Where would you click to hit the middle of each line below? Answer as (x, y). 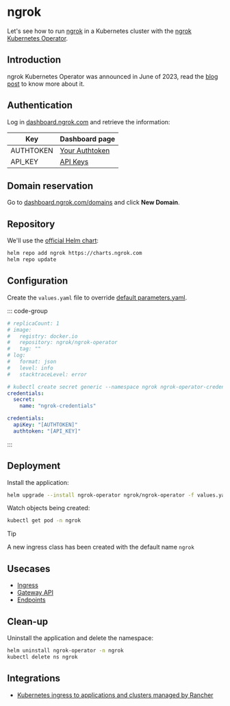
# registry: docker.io (42, 336)
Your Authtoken (85, 150)
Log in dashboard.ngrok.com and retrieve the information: (89, 122)
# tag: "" (24, 349)
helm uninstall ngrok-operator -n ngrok (66, 650)
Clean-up (28, 621)
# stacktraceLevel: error (47, 374)
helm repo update (32, 260)
